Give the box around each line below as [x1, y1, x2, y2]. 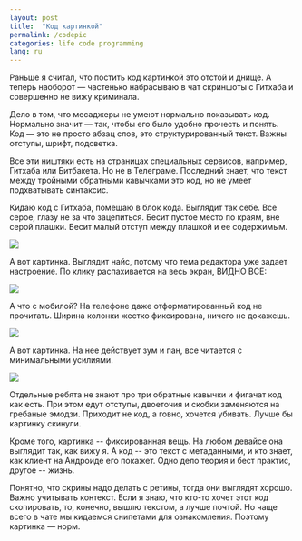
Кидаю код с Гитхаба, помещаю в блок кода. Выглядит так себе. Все [9, 202, 278, 214]
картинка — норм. [9, 521, 81, 532]
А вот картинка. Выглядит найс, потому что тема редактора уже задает [9, 256, 288, 267]
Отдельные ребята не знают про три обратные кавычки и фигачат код [9, 389, 283, 400]
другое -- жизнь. [9, 465, 75, 476]
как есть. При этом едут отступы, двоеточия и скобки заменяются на [9, 399, 280, 410]
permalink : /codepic [9, 30, 88, 39]
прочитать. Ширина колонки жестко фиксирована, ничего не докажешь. [9, 310, 290, 321]
